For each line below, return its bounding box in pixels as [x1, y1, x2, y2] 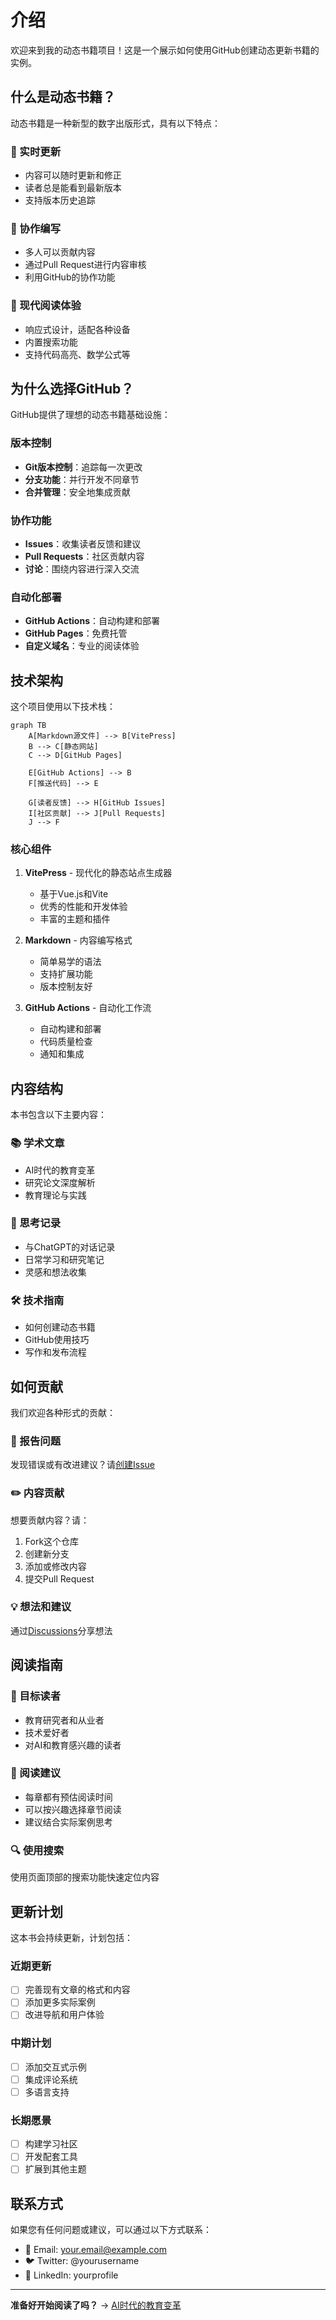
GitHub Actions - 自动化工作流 [24, 1002, 152, 1014]
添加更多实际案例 [24, 1996, 96, 2008]
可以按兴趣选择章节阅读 [24, 1803, 122, 1815]
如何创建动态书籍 [24, 1321, 96, 1333]
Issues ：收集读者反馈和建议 [24, 538, 142, 550]
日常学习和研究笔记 [24, 1253, 105, 1265]
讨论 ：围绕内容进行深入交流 [24, 563, 140, 575]
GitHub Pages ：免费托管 [24, 627, 128, 640]
